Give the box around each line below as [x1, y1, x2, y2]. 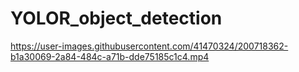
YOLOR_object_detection [10, 7, 223, 30]
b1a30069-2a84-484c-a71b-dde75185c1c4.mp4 [10, 50, 210, 62]
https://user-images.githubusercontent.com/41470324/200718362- [10, 40, 289, 52]
